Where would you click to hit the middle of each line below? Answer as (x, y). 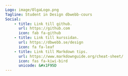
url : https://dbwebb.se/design (51, 42)
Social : (13, 19)
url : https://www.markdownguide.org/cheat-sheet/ (71, 56)
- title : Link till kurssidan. (47, 38)
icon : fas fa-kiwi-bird (43, 61)
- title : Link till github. (43, 24)
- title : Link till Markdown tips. (51, 51)
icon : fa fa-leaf (36, 47)
